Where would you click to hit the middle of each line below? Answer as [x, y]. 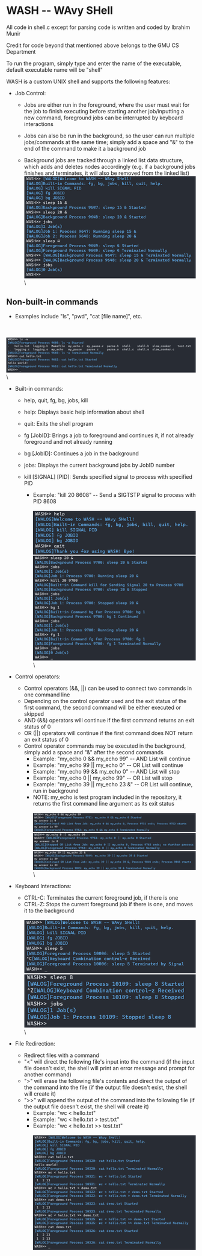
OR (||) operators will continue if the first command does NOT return [109, 733]
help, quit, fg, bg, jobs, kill [56, 400]
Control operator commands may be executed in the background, [105, 746]
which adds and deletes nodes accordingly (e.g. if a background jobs [110, 166]
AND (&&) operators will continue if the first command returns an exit [109, 720]
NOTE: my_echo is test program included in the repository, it [107, 797]
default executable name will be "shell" [55, 69]
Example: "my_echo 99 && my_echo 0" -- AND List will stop [106, 771]
